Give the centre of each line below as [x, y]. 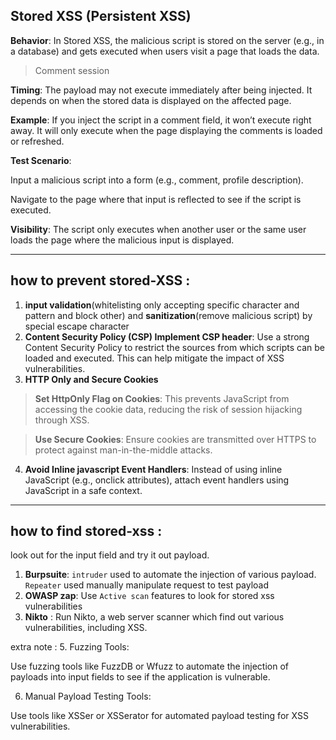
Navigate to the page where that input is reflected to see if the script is [156, 199]
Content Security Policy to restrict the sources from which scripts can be [174, 347]
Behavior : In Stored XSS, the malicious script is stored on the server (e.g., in [167, 40]
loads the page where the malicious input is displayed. [122, 240]
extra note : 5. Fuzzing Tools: [70, 647]
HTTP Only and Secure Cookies [91, 379]
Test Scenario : [41, 160]
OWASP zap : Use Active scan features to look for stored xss [149, 596]
